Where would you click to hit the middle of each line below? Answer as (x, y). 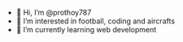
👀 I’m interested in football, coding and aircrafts (96, 21)
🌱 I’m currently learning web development (86, 29)
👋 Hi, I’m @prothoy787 (54, 13)
